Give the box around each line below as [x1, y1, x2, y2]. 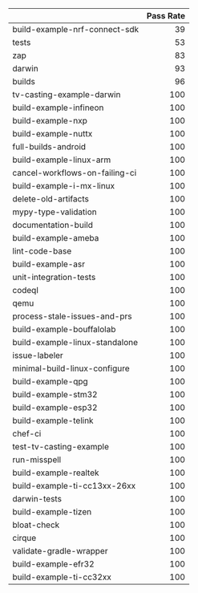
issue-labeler [12, 350, 64, 360]
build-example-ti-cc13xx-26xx [12, 481, 136, 491]
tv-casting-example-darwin [12, 89, 121, 100]
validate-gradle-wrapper [12, 546, 108, 556]
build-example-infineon [12, 102, 104, 113]
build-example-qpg [12, 376, 88, 387]
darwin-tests [12, 493, 63, 504]
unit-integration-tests [12, 272, 96, 282]
